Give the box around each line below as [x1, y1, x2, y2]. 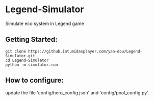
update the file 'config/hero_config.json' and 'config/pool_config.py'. [5, 89, 149, 95]
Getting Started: [5, 35, 58, 44]
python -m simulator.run [5, 62, 58, 67]
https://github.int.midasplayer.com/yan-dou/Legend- [28, 48, 143, 54]
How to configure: [5, 76, 64, 85]
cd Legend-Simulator [5, 58, 49, 63]
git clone [5, 48, 27, 54]
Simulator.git [5, 53, 36, 58]
